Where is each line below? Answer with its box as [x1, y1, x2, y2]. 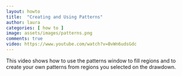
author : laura [6, 19, 41, 25]
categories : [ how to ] [6, 25, 64, 31]
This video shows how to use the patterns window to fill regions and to [6, 57, 176, 64]
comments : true [6, 36, 43, 42]
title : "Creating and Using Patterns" [6, 14, 103, 20]
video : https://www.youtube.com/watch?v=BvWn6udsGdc [6, 42, 137, 47]
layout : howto [6, 8, 41, 15]
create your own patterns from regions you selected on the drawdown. [6, 63, 176, 70]
